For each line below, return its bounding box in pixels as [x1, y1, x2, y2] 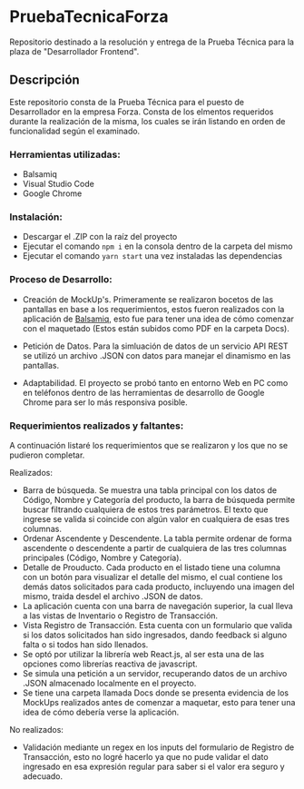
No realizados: [9, 724, 64, 735]
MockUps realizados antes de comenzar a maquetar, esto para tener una [22, 696, 296, 707]
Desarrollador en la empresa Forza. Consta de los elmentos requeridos [9, 106, 274, 117]
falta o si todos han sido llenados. [22, 638, 149, 650]
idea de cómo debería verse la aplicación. [22, 706, 180, 717]
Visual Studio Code [22, 179, 95, 190]
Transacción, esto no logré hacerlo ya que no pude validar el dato [22, 751, 270, 762]
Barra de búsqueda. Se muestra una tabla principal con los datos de [22, 484, 278, 496]
